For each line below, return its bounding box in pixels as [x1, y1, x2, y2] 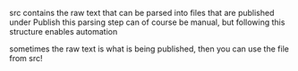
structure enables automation [9, 27, 118, 36]
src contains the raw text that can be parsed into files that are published [9, 8, 275, 18]
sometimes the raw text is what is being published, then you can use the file [9, 43, 289, 54]
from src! [9, 53, 43, 63]
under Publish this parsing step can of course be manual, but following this [9, 17, 285, 28]
